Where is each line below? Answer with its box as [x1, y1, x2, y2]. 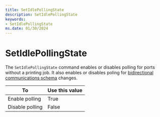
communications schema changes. [5, 75, 78, 81]
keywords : [5, 17, 26, 22]
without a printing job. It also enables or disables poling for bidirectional [5, 70, 153, 76]
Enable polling [8, 95, 41, 102]
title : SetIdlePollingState [5, 7, 64, 13]
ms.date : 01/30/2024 [5, 26, 49, 31]
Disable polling [8, 103, 43, 110]
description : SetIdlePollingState [5, 12, 78, 17]
